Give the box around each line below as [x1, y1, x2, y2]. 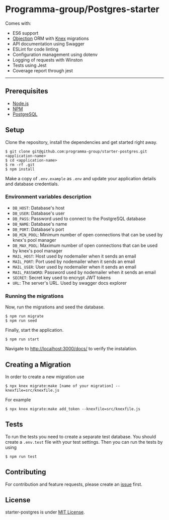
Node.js [12, 100, 29, 107]
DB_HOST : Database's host [12, 204, 65, 211]
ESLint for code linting [12, 46, 59, 52]
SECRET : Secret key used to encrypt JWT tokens [12, 274, 111, 281]
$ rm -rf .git [5, 162, 35, 167]
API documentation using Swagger [12, 40, 84, 46]
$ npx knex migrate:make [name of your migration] [5, 383, 114, 388]
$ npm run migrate [5, 314, 44, 319]
